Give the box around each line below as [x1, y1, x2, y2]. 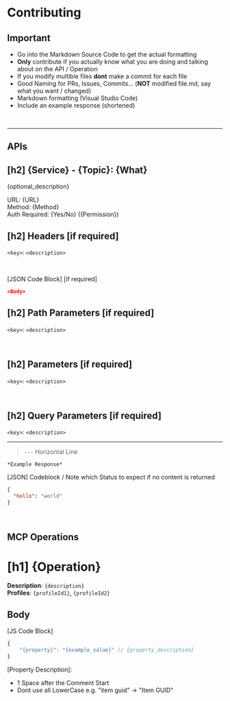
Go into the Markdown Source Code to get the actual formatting [16, 50, 197, 58]
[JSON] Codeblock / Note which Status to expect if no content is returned [7, 473, 216, 482]
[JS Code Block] [7, 627, 53, 635]
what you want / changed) [16, 87, 92, 95]
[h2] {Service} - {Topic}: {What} [7, 164, 148, 176]
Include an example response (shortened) [16, 102, 136, 109]
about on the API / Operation [16, 65, 98, 73]
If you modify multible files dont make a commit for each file [16, 72, 188, 80]
